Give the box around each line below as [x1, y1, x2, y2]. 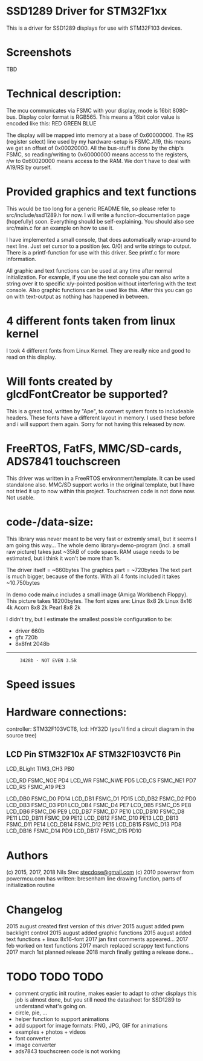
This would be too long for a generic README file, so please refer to [6, 205, 176, 212]
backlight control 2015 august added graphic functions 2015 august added [6, 929, 192, 937]
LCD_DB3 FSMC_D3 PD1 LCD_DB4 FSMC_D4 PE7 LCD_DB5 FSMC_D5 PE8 [6, 802, 192, 809]
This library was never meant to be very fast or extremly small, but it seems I [6, 535, 197, 542]
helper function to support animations [14, 1016, 109, 1023]
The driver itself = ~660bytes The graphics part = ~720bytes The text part [6, 566, 192, 573]
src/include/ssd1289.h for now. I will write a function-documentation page [6, 211, 190, 219]
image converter [14, 1041, 56, 1049]
